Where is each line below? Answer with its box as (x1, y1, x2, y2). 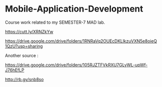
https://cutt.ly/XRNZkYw (5, 29, 54, 34)
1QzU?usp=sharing (5, 43, 43, 49)
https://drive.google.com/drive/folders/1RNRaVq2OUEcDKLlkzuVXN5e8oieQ (5, 38, 157, 44)
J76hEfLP (5, 67, 25, 73)
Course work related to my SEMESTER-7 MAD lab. (5, 19, 105, 25)
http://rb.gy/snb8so (5, 76, 44, 82)
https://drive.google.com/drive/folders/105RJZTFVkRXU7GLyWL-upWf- (5, 62, 148, 68)
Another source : (5, 52, 39, 58)
